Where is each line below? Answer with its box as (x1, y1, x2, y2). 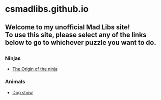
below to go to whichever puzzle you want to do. (5, 38, 157, 47)
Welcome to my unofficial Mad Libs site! (5, 23, 130, 31)
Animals (5, 78, 26, 85)
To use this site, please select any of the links (5, 30, 147, 39)
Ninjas (5, 55, 21, 62)
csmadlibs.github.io (5, 3, 89, 15)
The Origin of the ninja (12, 66, 58, 72)
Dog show (12, 89, 33, 95)
